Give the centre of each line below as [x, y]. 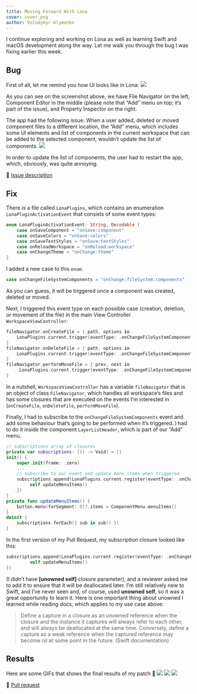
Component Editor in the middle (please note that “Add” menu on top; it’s [94, 103]
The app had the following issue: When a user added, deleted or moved [92, 121]
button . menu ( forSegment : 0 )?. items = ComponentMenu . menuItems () [97, 506]
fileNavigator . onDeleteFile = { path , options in [68, 348]
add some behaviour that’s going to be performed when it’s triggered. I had [97, 423]
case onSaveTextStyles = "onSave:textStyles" [73, 241]
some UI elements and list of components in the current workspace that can [98, 133]
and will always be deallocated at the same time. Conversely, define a [105, 628]
